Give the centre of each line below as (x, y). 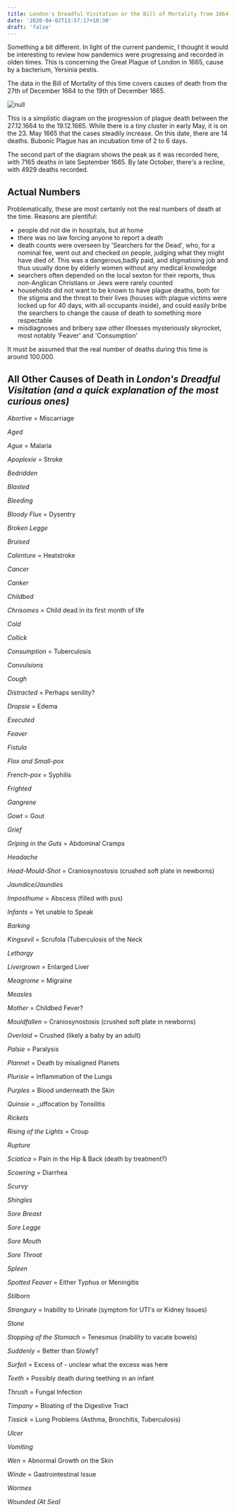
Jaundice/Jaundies (35, 884)
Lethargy (20, 953)
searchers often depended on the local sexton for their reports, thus (116, 275)
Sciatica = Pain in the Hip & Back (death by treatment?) (87, 1159)
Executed (21, 720)
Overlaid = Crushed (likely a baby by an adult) (74, 1035)
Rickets (18, 1118)
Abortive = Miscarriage (41, 418)
